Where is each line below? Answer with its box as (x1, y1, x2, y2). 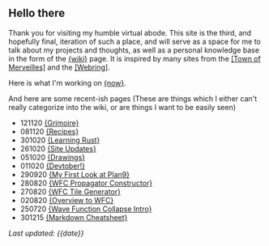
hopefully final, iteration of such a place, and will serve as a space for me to (8, 36, 262, 46)
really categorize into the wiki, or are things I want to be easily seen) (8, 102, 237, 112)
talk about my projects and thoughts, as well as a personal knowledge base (8, 45, 260, 55)
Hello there (8, 6, 66, 20)
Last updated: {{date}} (8, 228, 84, 238)
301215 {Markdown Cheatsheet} (19, 212, 128, 222)
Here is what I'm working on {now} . (8, 78, 127, 87)
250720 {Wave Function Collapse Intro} (19, 204, 152, 214)
